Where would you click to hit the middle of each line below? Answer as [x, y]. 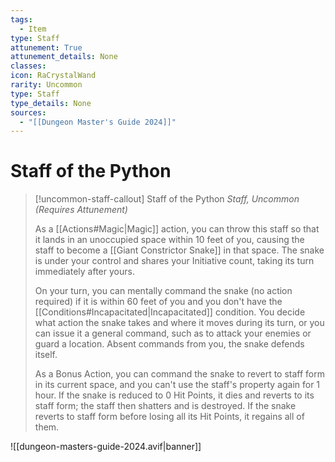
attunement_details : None [64, 57]
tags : [21, 19]
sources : [28, 112]
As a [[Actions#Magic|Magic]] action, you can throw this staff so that [177, 229]
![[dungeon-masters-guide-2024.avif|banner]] [106, 447]
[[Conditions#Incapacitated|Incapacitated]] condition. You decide [170, 312]
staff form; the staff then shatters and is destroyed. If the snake [165, 406]
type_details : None [51, 103]
